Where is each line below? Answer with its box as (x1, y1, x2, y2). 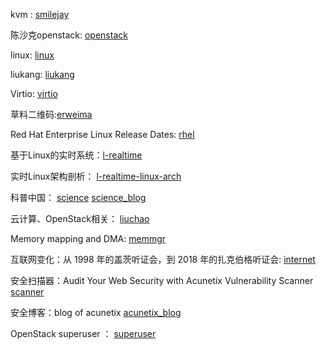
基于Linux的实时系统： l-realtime (10, 149, 143, 161)
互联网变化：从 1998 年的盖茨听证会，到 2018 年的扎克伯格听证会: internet (10, 254, 316, 265)
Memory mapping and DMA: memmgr (10, 233, 167, 244)
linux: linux (10, 49, 55, 61)
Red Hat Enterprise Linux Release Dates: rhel (10, 129, 195, 140)
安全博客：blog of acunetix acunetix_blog (10, 307, 182, 318)
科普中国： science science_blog (10, 192, 147, 203)
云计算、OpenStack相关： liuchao (10, 213, 150, 224)
